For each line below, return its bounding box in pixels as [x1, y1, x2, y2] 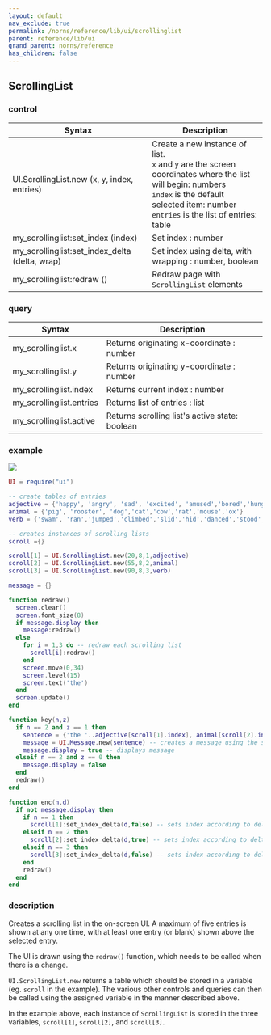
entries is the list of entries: [152, 209, 257, 220]
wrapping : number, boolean [152, 256, 259, 267]
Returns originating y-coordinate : [106, 361, 236, 372]
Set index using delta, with [152, 245, 252, 256]
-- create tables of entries [8, 492, 106, 501]
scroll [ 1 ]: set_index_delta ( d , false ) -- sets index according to [29, 821, 251, 829]
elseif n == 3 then [23, 843, 89, 851]
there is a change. [8, 960, 69, 970]
